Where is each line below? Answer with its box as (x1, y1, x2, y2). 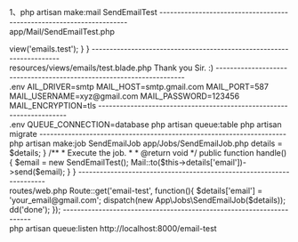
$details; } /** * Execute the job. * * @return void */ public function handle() (9, 148, 287, 157)
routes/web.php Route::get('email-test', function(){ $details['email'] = (9, 185, 263, 196)
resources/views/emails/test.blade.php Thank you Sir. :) (9, 62, 214, 73)
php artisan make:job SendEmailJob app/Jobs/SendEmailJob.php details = (9, 138, 283, 149)
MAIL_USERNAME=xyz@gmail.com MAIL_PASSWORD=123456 (9, 91, 240, 101)
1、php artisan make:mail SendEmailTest (9, 7, 157, 17)
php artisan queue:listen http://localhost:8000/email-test (9, 223, 217, 233)
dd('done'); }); (9, 205, 61, 214)
